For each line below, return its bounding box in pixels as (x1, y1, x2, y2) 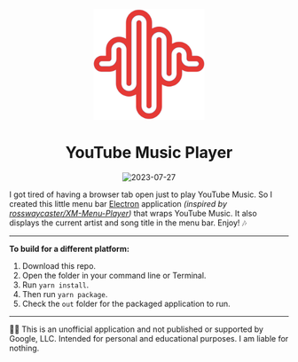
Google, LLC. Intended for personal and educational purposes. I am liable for (9, 333, 289, 343)
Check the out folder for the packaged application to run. (21, 298, 231, 309)
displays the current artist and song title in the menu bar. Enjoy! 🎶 (9, 217, 247, 228)
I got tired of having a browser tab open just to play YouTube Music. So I (9, 189, 273, 200)
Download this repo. (21, 260, 96, 271)
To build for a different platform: (9, 243, 130, 254)
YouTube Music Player (65, 143, 233, 163)
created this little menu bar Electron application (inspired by (9, 198, 228, 209)
